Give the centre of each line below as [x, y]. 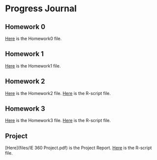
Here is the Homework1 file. [33, 66]
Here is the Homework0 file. [34, 38]
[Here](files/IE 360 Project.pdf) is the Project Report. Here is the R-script [78, 148]
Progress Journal [41, 9]
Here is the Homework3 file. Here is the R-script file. [58, 121]
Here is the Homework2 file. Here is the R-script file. [58, 93]
